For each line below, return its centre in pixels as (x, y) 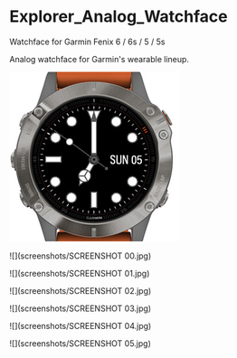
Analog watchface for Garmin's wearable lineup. (100, 59)
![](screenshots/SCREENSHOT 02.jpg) (81, 290)
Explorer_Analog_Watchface (118, 17)
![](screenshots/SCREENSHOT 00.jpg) (81, 256)
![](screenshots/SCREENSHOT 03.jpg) (81, 308)
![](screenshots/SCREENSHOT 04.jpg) (81, 325)
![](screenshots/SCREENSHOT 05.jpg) (81, 343)
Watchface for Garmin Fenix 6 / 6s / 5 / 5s (87, 42)
